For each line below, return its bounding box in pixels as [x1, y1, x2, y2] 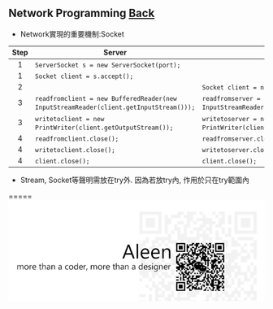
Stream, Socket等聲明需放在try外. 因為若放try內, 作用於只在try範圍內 [19, 175, 250, 185]
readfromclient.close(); [35, 134, 119, 143]
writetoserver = [201, 115, 258, 123]
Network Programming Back [8, 7, 155, 20]
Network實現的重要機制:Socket [19, 28, 124, 39]
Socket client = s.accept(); [35, 72, 134, 81]
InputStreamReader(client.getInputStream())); [35, 103, 196, 112]
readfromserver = [201, 95, 261, 103]
